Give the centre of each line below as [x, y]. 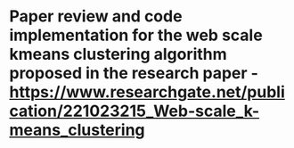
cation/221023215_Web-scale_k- [135, 111]
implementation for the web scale [136, 35]
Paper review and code [96, 16]
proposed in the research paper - [134, 74]
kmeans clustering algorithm [118, 54]
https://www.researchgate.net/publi [147, 92]
